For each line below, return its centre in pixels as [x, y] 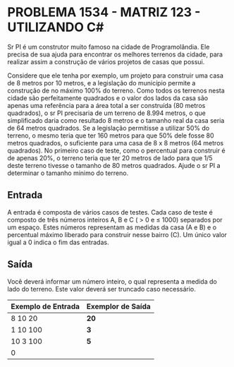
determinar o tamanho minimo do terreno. [68, 173]
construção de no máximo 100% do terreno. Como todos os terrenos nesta [116, 90]
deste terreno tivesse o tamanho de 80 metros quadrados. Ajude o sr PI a [114, 165]
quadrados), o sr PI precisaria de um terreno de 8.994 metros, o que [106, 113]
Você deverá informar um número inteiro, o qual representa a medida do [112, 281]
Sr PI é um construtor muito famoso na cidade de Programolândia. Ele [109, 47]
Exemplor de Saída [119, 306]
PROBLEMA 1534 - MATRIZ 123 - [104, 12]
